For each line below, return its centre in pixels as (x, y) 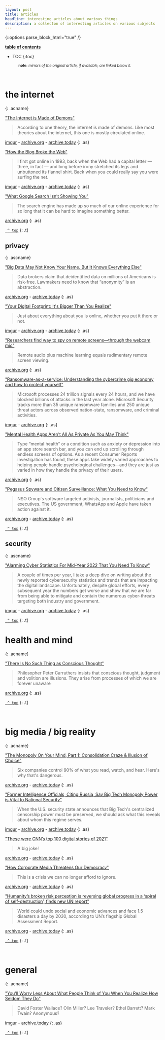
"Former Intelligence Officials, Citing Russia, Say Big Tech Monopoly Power (81, 794)
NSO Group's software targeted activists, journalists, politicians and (86, 499)
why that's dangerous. (40, 775)
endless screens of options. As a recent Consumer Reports (77, 454)
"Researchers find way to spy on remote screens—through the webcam (78, 340)
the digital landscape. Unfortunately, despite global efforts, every (83, 585)
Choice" (13, 760)
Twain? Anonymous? (38, 1013)
